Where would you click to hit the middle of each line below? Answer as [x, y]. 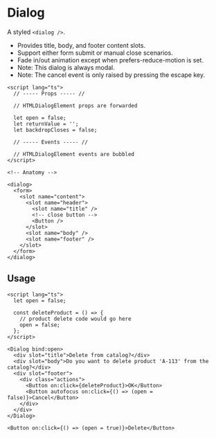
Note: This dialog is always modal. [66, 67]
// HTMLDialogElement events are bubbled [74, 154]
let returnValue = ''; [46, 124]
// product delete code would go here [75, 319]
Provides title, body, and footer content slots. [81, 45]
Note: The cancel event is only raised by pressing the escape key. [111, 75]
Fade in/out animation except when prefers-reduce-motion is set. [110, 60]
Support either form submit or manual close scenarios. [95, 53]
